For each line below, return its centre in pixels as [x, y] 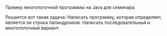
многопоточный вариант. [33, 28]
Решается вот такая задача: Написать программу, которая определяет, [84, 17]
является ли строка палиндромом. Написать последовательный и [78, 23]
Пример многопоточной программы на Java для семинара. [70, 7]
